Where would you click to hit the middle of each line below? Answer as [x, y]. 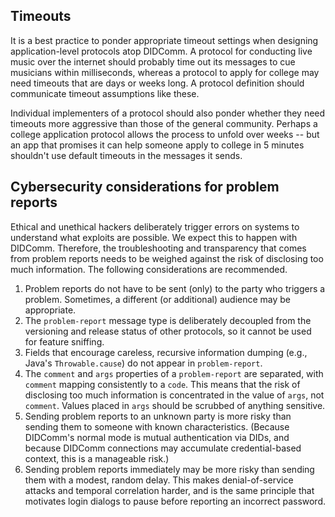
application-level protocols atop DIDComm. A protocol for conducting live [161, 51]
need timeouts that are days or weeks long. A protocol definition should [157, 83]
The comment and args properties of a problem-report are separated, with [174, 373]
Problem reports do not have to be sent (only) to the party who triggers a [175, 288]
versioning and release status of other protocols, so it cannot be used [168, 331]
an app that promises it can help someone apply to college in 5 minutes [157, 145]
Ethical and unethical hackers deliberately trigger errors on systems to [155, 226]
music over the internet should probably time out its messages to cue [153, 61]
